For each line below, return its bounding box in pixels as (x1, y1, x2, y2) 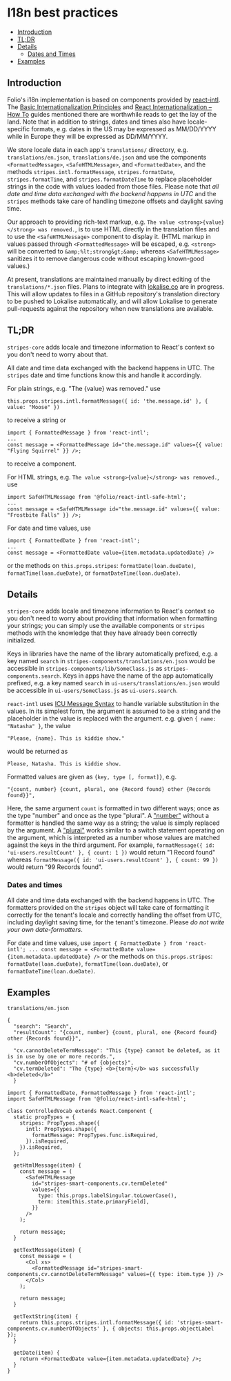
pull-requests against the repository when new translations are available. (7, 304, 214, 312)
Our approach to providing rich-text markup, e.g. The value (7, 218, 175, 226)
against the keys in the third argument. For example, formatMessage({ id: (7, 841, 215, 849)
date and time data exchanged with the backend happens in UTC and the (7, 189, 217, 198)
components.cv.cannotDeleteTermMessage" (7, 1271, 125, 1278)
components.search (7, 673, 60, 680)
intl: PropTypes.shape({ (25, 1126, 97, 1133)
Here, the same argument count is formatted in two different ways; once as (7, 804, 220, 812)
